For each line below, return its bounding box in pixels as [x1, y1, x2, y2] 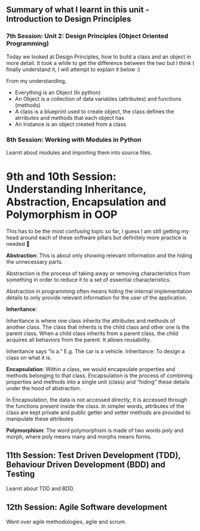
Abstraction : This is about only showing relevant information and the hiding [6, 252, 193, 259]
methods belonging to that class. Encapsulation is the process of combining [6, 372, 193, 379]
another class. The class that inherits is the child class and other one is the [6, 323, 190, 331]
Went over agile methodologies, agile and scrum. [6, 518, 127, 525]
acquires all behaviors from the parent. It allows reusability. [6, 336, 152, 343]
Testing [6, 469, 35, 479]
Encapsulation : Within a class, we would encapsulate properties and [6, 365, 176, 372]
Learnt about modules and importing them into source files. [6, 149, 152, 156]
